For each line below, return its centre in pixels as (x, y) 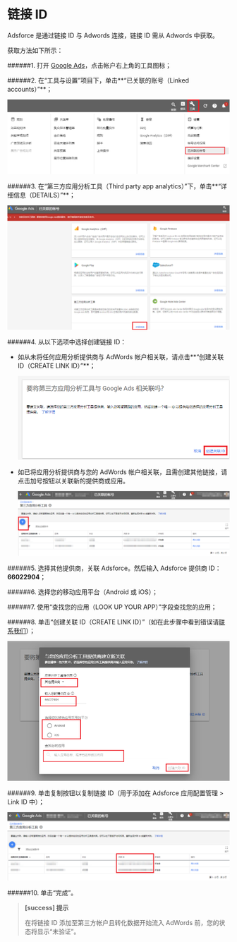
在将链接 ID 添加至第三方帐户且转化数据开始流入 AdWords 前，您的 (122, 922)
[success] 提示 (47, 907)
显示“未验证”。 (59, 931)
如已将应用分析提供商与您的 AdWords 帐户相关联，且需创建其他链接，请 (122, 472)
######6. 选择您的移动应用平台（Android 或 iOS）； (83, 592)
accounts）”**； (30, 89)
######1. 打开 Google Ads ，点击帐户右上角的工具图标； (89, 65)
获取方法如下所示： (35, 50)
